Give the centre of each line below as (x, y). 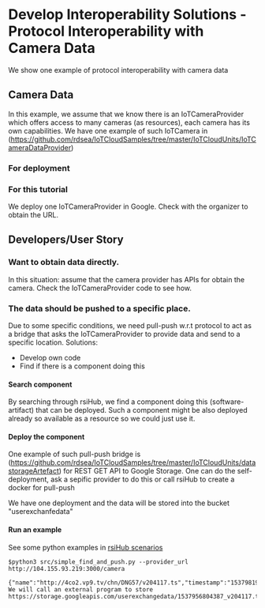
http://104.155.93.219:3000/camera (67, 568)
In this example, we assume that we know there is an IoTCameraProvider (126, 114)
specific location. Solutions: (53, 342)
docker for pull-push (41, 488)
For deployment (39, 168)
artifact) (21, 410)
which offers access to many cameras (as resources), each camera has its (129, 122)
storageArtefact (34, 471)
